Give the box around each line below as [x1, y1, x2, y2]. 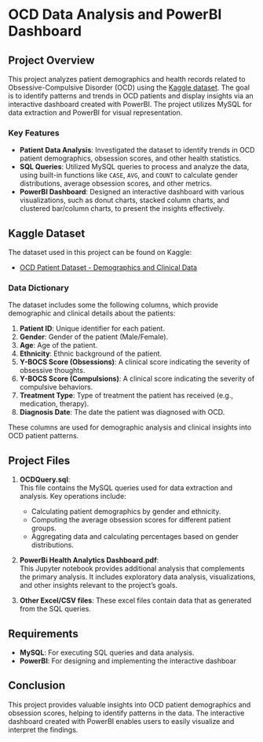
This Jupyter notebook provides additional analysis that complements [19, 564, 245, 574]
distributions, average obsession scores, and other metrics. [19, 179, 212, 188]
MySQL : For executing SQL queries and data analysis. [19, 648, 195, 658]
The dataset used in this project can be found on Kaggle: [8, 248, 192, 257]
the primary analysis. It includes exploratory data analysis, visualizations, [19, 572, 256, 581]
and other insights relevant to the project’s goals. [19, 581, 178, 590]
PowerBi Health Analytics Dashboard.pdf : [19, 556, 159, 565]
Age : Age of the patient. [19, 341, 98, 350]
